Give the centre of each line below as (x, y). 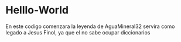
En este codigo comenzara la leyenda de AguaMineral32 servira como (90, 26)
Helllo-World (37, 10)
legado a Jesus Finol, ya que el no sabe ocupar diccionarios (78, 32)
